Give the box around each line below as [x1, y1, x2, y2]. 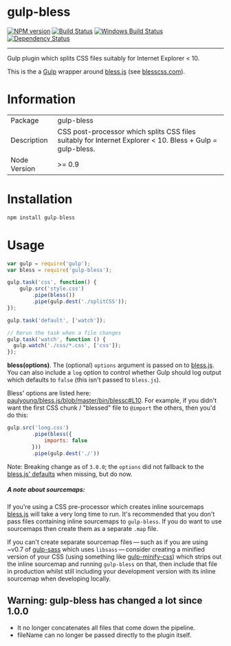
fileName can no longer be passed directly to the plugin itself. [16, 631, 192, 639]
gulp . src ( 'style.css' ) [19, 285, 85, 293]
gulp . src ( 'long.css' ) [7, 424, 69, 431]
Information [7, 92, 76, 107]
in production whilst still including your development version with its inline [7, 567, 216, 576]
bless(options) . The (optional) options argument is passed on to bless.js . [7, 361, 214, 369]
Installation [7, 191, 73, 207]
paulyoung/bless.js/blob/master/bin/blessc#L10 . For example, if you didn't [7, 397, 217, 405]
